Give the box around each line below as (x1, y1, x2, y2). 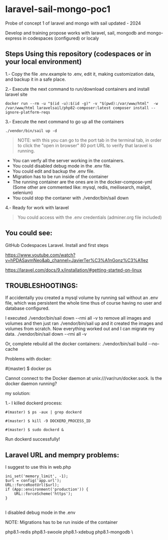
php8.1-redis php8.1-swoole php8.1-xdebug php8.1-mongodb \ (5, 528, 133, 535)
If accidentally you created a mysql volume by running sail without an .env (5, 295, 158, 301)
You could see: (5, 229, 53, 237)
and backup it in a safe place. (5, 76, 66, 82)
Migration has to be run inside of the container (12, 173, 109, 179)
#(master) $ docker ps (5, 365, 52, 372)
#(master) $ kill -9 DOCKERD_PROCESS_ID (5, 419, 91, 424)
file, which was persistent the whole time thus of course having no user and (5, 300, 162, 306)
